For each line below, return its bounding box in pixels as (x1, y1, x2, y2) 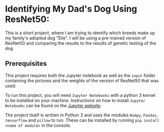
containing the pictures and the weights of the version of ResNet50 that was (5, 77, 159, 83)
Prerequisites (5, 59, 47, 68)
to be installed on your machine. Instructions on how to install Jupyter (5, 97, 145, 103)
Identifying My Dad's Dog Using (5, 3, 137, 15)
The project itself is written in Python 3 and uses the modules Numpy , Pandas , (5, 112, 158, 118)
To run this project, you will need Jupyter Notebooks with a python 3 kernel (5, 92, 156, 98)
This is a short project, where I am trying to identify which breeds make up (5, 30, 155, 36)
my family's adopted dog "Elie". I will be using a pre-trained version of (5, 35, 146, 41)
